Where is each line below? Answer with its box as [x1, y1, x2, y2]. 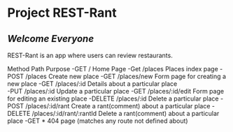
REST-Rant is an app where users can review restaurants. [7, 51, 173, 59]
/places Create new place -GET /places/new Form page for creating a [25, 72, 226, 80]
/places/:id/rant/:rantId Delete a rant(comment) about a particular [31, 110, 220, 117]
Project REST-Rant [7, 5, 117, 21]
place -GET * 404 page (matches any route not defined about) [7, 117, 188, 125]
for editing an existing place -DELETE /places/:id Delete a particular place [7, 94, 219, 103]
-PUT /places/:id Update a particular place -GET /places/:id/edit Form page [7, 87, 225, 95]
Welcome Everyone [7, 33, 94, 45]
